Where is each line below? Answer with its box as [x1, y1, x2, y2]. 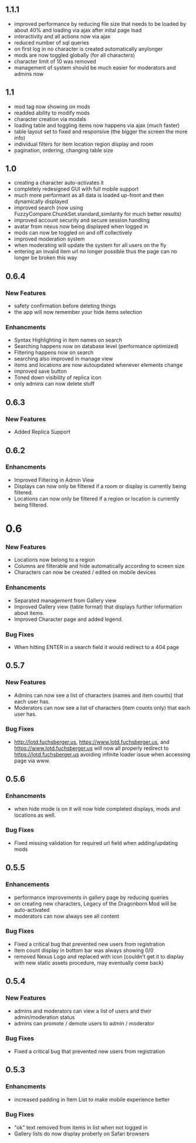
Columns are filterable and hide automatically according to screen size [13, 563, 185, 570]
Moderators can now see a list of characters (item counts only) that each [13, 704, 191, 711]
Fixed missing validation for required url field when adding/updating [13, 839, 178, 846]
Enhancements [5, 880, 50, 888]
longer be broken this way [13, 254, 77, 261]
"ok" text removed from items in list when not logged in [13, 1124, 148, 1131]
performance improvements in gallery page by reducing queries [13, 894, 169, 901]
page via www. [13, 757, 50, 764]
